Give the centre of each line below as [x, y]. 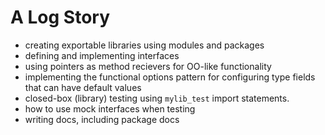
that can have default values [83, 87]
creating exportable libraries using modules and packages [144, 45]
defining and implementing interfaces [102, 55]
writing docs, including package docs [102, 119]
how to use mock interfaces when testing [110, 108]
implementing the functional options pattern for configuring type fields [170, 77]
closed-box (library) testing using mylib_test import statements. [157, 98]
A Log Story [60, 17]
